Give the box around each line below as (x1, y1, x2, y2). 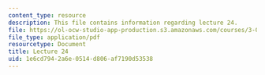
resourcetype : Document (8, 41, 87, 48)
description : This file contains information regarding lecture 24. (8, 19, 238, 27)
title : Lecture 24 (8, 48, 69, 55)
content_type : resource (8, 11, 87, 20)
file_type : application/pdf (8, 33, 101, 41)
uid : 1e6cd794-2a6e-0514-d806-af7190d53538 (8, 55, 154, 63)
